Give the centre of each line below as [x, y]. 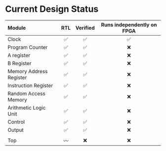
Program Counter [28, 47]
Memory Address [28, 71]
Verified [85, 28]
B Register [20, 63]
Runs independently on [129, 25]
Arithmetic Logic [27, 108]
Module [17, 28]
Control [16, 122]
